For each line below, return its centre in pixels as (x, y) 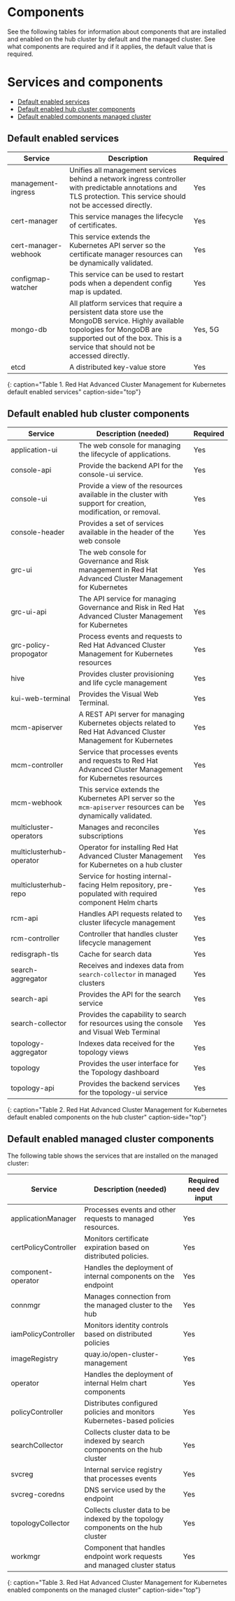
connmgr (26, 1305)
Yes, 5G (206, 329)
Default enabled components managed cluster (84, 116)
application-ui (34, 450)
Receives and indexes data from (131, 965)
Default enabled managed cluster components (111, 1139)
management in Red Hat (118, 569)
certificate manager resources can (126, 254)
